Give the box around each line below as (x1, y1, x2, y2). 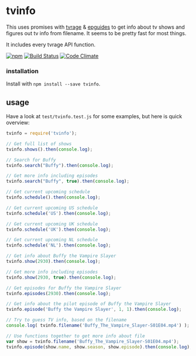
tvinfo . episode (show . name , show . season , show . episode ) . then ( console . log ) (6, 344, 190, 350)
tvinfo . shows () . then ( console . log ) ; (6, 146, 93, 152)
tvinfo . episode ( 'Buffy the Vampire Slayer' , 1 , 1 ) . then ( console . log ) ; (6, 306, 182, 313)
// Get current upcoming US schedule (6, 205, 98, 211)
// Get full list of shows (6, 141, 72, 147)
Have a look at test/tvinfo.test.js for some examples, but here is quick (6, 113, 183, 120)
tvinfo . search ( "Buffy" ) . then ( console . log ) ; (6, 162, 114, 168)
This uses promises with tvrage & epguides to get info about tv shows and (6, 23, 185, 30)
